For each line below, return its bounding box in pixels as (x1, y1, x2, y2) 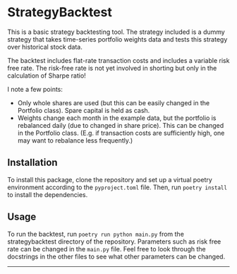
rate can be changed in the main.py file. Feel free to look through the (7, 244, 206, 253)
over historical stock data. (7, 42, 83, 51)
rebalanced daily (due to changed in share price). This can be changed (17, 121, 224, 129)
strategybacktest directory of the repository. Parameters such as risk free (7, 237, 221, 246)
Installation (7, 157, 58, 169)
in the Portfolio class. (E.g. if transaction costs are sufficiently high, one (17, 129, 225, 137)
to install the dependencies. (7, 190, 88, 198)
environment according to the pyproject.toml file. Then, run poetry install (7, 183, 228, 191)
